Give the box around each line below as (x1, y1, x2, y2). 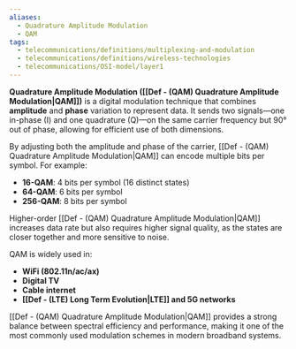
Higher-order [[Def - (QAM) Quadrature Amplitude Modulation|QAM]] (9, 213, 261, 224)
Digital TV (21, 275, 60, 285)
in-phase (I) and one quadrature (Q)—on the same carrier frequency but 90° (9, 114, 287, 125)
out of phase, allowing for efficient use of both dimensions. (9, 124, 224, 134)
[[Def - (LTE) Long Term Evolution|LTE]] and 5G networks (21, 293, 236, 305)
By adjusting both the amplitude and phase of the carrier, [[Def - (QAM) (9, 140, 269, 151)
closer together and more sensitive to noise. (9, 231, 170, 242)
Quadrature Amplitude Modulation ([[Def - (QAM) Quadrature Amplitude (9, 86, 280, 97)
